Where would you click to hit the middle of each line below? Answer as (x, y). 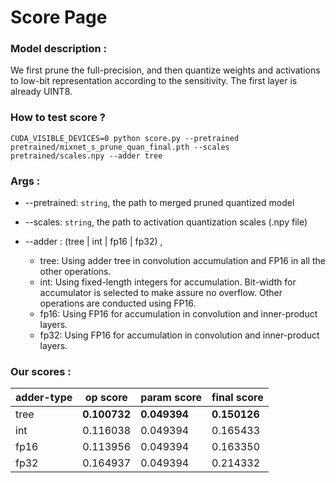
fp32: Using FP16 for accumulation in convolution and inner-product (179, 335)
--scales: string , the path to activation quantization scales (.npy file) (166, 222)
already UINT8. (41, 92)
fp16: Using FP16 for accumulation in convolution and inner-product (178, 314)
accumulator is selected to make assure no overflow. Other (161, 293)
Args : (25, 181)
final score (237, 398)
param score (171, 398)
